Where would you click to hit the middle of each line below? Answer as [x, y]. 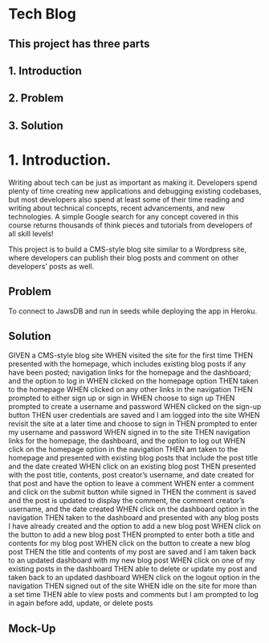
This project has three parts [79, 44]
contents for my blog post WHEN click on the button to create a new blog [129, 543]
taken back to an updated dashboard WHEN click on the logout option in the [134, 577]
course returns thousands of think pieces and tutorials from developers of [130, 225]
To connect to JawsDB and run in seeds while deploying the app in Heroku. [133, 311]
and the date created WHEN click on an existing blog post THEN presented [132, 466]
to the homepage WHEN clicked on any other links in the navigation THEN [130, 390]
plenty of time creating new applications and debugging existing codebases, [135, 190]
